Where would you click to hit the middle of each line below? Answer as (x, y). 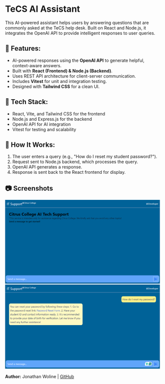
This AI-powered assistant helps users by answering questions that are (77, 23)
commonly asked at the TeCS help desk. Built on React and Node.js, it (76, 27)
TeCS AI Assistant (42, 9)
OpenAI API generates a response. (47, 167)
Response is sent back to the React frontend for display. (69, 172)
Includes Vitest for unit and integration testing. (59, 81)
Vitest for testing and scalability (44, 129)
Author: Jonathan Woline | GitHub (40, 376)
